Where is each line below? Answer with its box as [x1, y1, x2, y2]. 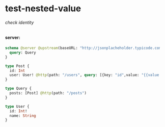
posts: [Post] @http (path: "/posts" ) [9, 91, 87, 96]
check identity [5, 19, 34, 25]
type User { [5, 104, 29, 109]
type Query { [5, 86, 32, 91]
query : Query [9, 50, 36, 55]
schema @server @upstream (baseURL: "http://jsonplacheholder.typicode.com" [5, 46, 164, 51]
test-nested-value [5, 3, 81, 14]
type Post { [5, 63, 29, 69]
